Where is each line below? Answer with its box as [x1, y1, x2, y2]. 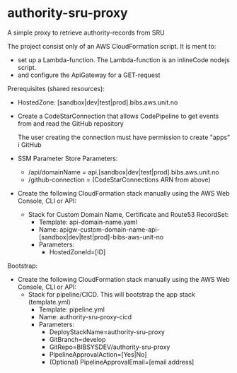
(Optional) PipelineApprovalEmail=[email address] [49, 357, 195, 366]
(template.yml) [28, 297, 71, 306]
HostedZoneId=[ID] [49, 247, 106, 256]
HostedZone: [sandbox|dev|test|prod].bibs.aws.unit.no [17, 97, 178, 107]
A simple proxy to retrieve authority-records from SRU [7, 28, 165, 37]
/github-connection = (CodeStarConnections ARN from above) [28, 175, 211, 184]
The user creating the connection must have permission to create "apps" [17, 133, 231, 141]
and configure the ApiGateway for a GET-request [17, 71, 161, 79]
